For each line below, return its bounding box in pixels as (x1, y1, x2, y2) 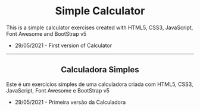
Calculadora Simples (60, 64, 140, 75)
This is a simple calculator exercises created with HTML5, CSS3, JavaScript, (6, 24, 193, 31)
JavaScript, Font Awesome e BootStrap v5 (6, 87, 110, 94)
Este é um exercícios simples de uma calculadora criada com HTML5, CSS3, (6, 81, 193, 88)
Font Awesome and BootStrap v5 (6, 30, 87, 37)
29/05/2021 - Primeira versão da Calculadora (14, 98, 126, 106)
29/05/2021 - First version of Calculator (14, 42, 112, 49)
